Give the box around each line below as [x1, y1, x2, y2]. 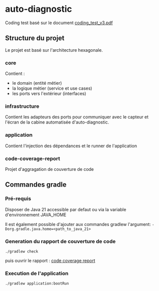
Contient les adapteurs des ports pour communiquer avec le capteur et [5, 114, 149, 120]
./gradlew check [5, 249, 38, 254]
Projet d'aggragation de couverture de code [5, 166, 94, 172]
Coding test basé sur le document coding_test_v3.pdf [5, 20, 113, 26]
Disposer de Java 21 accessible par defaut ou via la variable [5, 206, 127, 212]
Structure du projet [5, 34, 65, 42]
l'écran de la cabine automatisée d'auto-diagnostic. [5, 119, 109, 125]
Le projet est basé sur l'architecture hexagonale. [5, 47, 103, 53]
